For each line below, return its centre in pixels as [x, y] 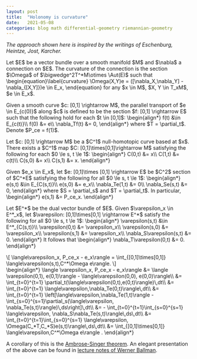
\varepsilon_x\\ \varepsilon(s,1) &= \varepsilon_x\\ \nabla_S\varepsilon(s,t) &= [99, 233]
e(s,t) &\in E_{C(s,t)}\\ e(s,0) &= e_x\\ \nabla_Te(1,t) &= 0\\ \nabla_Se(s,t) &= [97, 185]
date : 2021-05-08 [30, 22]
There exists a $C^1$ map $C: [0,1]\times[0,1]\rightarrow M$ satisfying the [96, 148]
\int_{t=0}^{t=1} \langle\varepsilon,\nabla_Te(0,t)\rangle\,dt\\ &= [83, 289]
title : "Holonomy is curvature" [47, 17]
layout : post [22, 11]
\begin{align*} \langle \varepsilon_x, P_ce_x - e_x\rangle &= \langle [87, 270]
